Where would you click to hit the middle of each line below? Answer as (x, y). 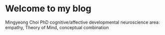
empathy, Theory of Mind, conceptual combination (57, 27)
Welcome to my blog (48, 9)
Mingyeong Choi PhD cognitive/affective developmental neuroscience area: (82, 22)
